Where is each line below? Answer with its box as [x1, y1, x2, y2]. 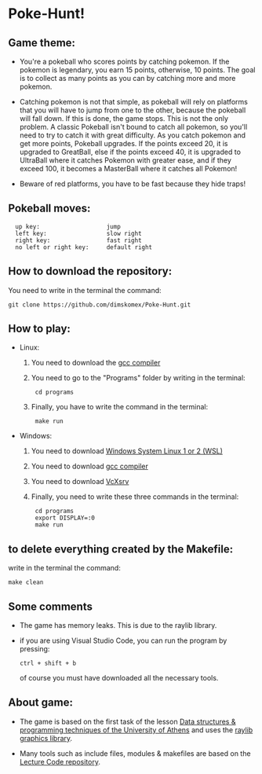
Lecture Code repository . [19, 757, 100, 766]
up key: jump [15, 222, 122, 230]
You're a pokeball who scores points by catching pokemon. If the [19, 57, 230, 66]
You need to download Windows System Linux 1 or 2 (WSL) [31, 446, 224, 456]
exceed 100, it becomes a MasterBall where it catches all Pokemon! [19, 164, 238, 173]
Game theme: [8, 36, 76, 50]
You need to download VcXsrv [31, 477, 129, 486]
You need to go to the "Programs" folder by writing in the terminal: [31, 373, 246, 383]
